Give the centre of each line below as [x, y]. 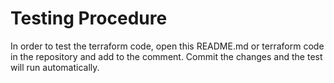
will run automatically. [55, 67]
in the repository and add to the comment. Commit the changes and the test [166, 56]
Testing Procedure [89, 18]
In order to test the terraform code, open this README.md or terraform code [167, 46]
